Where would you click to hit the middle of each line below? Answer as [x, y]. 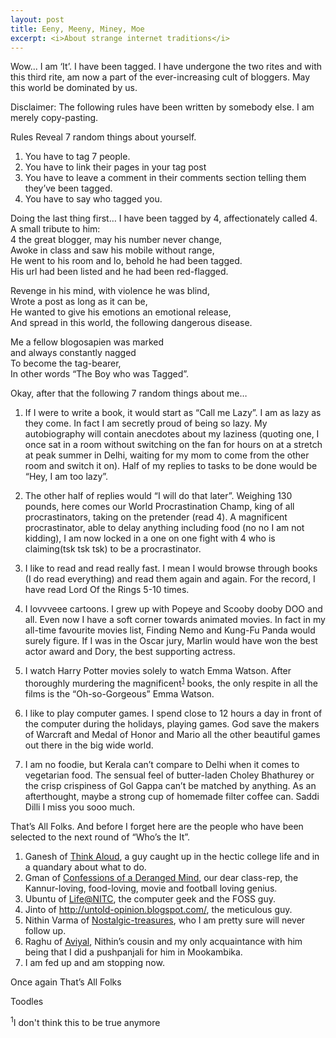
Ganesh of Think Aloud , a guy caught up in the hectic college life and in [172, 857]
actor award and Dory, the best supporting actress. [130, 652]
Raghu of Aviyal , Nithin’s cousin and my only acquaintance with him [163, 942]
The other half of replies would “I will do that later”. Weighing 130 [158, 496]
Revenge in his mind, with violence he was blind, [110, 291]
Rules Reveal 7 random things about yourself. [103, 137]
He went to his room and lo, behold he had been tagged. [126, 261]
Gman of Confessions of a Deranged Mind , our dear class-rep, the [161, 878]
